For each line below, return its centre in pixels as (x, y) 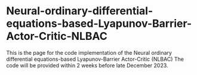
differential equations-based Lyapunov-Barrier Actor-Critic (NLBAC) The (95, 59)
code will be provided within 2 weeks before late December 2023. (87, 65)
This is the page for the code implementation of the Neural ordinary (89, 52)
